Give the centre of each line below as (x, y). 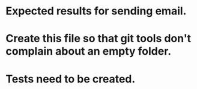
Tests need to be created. (71, 79)
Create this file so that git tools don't (98, 39)
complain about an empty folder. (89, 51)
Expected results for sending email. (96, 11)
